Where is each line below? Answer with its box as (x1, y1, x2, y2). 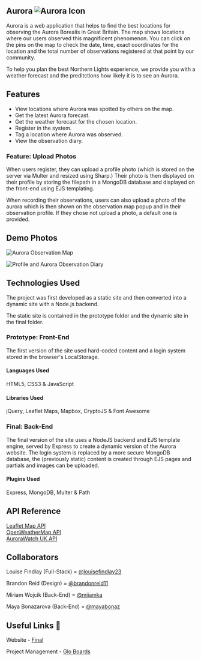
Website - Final (6, 636, 44, 644)
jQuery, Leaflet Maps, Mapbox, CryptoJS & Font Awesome (6, 408, 150, 415)
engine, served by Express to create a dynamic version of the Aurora (6, 442, 176, 450)
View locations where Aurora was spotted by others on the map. (14, 105, 174, 112)
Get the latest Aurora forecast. (14, 112, 90, 119)
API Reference (6, 506, 61, 516)
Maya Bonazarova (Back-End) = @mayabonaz (6, 603, 120, 610)
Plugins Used (6, 475, 40, 483)
